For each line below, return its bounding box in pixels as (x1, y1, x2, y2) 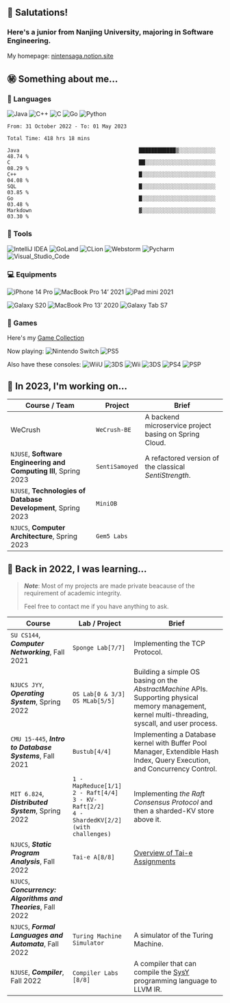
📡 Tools (7, 229, 32, 239)
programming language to (133, 976, 218, 985)
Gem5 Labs (95, 533, 128, 540)
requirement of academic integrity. (23, 588, 122, 597)
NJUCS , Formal (10, 921, 55, 931)
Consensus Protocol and (133, 797, 213, 807)
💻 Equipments (7, 269, 57, 279)
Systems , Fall (10, 751, 55, 761)
